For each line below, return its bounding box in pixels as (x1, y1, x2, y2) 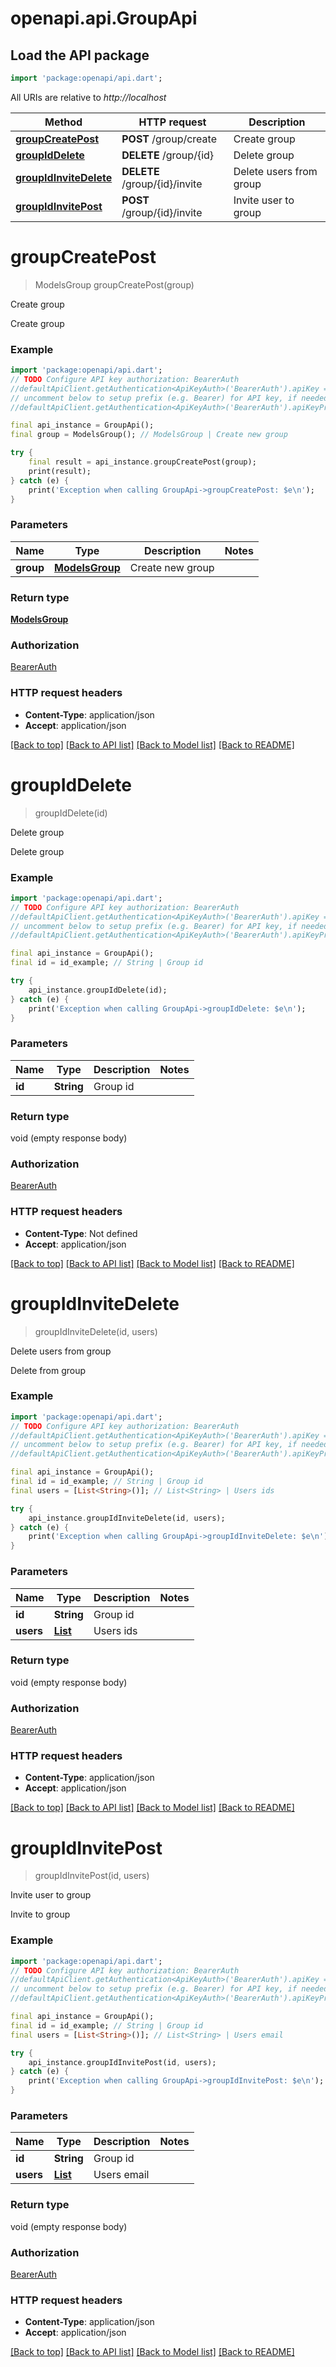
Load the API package (10, 47, 150, 64)
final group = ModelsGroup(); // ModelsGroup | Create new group (10, 430, 288, 440)
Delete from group (10, 1364, 87, 1376)
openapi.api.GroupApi (10, 7, 198, 30)
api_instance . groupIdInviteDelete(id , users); (28, 1513, 226, 1523)
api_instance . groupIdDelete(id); (28, 985, 168, 995)
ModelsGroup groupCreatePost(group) (34, 278, 195, 291)
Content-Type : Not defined (24, 1227, 138, 1239)
